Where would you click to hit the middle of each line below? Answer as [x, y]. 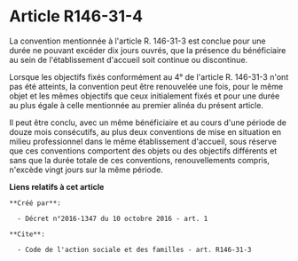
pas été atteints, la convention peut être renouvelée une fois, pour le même [146, 86]
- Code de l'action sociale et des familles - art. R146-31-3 [134, 249]
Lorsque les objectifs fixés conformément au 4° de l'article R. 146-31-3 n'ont [149, 76]
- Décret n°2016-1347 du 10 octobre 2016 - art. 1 [113, 218]
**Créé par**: [35, 203]
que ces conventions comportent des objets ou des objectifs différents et [143, 150]
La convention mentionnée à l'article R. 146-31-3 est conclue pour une [137, 41]
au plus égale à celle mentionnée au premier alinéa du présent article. [137, 105]
